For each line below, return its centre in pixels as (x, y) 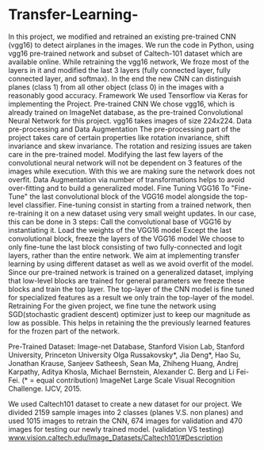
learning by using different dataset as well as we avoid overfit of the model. (131, 264)
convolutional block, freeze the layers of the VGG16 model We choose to (126, 238)
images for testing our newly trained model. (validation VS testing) (116, 429)
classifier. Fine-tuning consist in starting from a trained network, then (138, 204)
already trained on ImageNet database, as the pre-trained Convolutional (126, 112)
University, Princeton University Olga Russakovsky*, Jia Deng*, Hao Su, (124, 355)
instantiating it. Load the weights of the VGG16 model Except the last (120, 230)
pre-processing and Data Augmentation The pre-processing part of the (124, 129)
